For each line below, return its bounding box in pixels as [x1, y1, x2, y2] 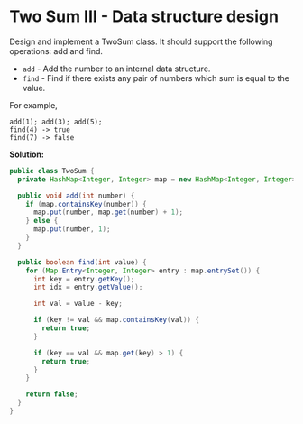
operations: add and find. [9, 45, 104, 56]
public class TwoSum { [9, 166, 95, 175]
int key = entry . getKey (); [32, 274, 135, 283]
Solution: [9, 149, 45, 160]
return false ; [25, 390, 78, 399]
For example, [9, 99, 59, 110]
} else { [25, 217, 59, 226]
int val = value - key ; [32, 300, 124, 309]
